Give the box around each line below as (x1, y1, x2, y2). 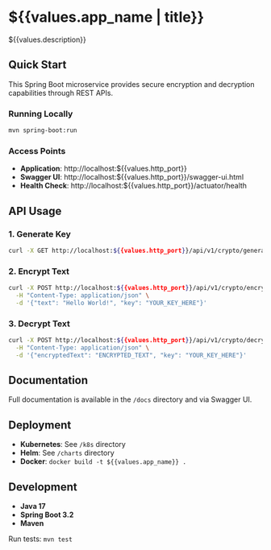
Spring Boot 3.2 (19, 510, 74, 519)
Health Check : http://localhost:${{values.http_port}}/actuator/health (19, 181, 248, 191)
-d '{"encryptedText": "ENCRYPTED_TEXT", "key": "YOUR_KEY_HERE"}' (15, 351, 248, 359)
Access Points (8, 145, 66, 156)
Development (8, 480, 78, 494)
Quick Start (8, 58, 67, 72)
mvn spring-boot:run (8, 126, 78, 134)
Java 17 (19, 502, 46, 511)
